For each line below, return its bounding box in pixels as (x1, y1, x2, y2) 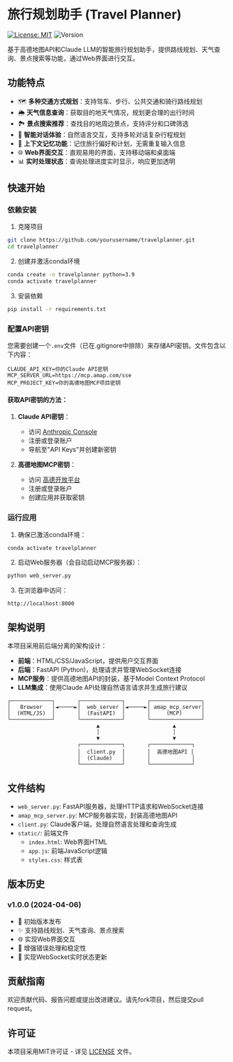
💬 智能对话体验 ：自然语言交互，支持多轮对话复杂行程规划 (17, 130, 186, 139)
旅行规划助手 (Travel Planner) (7, 6, 182, 23)
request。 (7, 1004, 37, 1013)
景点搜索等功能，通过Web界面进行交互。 (19, 54, 139, 63)
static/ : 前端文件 (17, 828, 69, 837)
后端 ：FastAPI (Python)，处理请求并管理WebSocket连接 (17, 666, 182, 674)
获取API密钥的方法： (7, 395, 68, 403)
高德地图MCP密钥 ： (17, 460, 77, 469)
